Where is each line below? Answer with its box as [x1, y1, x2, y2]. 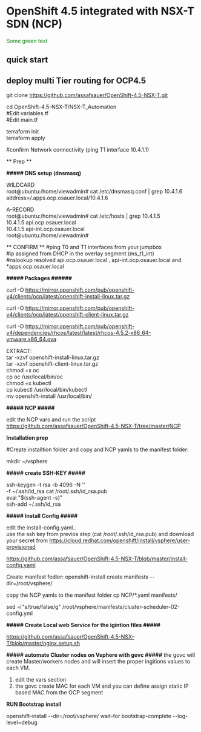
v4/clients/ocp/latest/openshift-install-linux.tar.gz [6, 293, 130, 300]
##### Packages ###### [6, 275, 73, 282]
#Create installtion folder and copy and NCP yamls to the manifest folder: [6, 446, 189, 453]
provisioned [6, 543, 36, 551]
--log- [172, 713, 188, 720]
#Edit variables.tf [6, 110, 49, 117]
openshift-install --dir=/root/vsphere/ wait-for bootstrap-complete [6, 713, 171, 720]
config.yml [6, 609, 33, 617]
